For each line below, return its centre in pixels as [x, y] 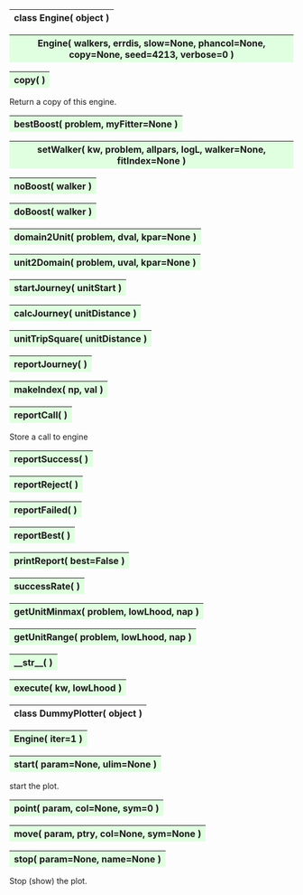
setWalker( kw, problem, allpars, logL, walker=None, [151, 150]
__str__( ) [33, 662]
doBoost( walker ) [53, 212]
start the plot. [34, 786]
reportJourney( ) [50, 364]
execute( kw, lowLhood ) [68, 688]
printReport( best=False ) [69, 561]
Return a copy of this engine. [63, 102]
